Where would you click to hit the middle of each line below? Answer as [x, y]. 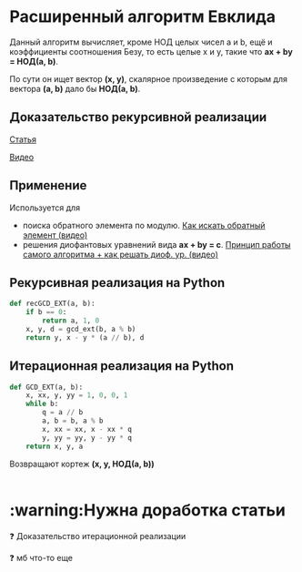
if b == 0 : [46, 312]
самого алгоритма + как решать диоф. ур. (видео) [120, 254]
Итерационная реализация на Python [122, 366]
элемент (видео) [55, 235]
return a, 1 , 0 [71, 321]
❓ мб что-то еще [41, 557]
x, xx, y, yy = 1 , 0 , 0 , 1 [77, 395]
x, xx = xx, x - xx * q [87, 429]
